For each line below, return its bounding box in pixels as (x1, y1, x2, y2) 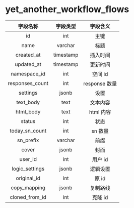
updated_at (15, 61, 42, 68)
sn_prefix (17, 137, 39, 144)
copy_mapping (11, 184, 46, 191)
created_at (15, 51, 41, 58)
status (21, 117, 36, 124)
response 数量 (83, 80, 117, 87)
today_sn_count (10, 127, 47, 134)
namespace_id (11, 70, 45, 77)
